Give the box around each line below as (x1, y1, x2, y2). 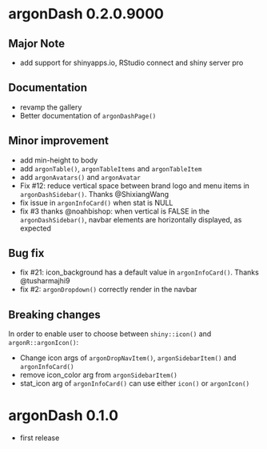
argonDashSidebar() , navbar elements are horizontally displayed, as (19, 214, 242, 224)
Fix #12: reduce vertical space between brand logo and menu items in (19, 181, 250, 190)
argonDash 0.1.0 (8, 407, 118, 425)
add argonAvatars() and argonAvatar (19, 172, 141, 182)
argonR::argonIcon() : (8, 338, 79, 347)
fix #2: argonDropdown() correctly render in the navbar (19, 285, 197, 295)
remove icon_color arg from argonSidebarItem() (19, 370, 177, 380)
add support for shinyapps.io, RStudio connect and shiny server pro (19, 58, 244, 67)
